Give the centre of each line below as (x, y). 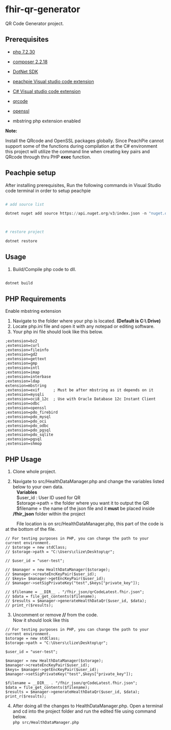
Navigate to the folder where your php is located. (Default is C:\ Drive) (87, 321)
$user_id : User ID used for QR (48, 498)
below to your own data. (38, 487)
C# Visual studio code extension (47, 91)
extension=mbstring (26, 386)
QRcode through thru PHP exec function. (48, 157)
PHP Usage (23, 459)
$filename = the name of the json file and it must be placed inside (86, 508)
